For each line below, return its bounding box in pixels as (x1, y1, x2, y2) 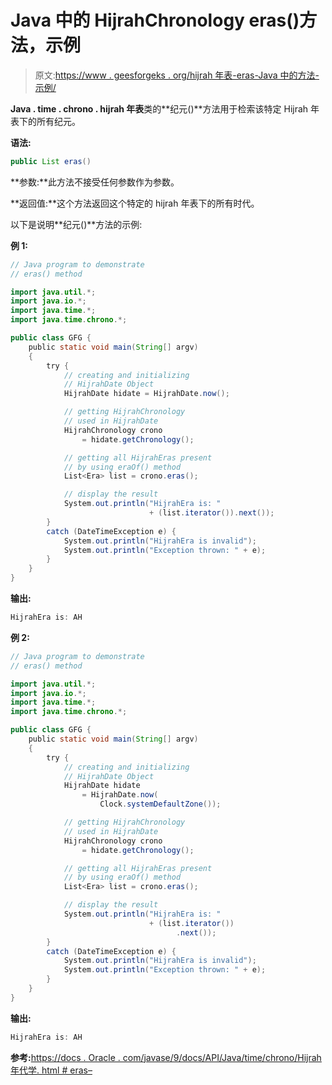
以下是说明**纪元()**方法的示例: (10, 218, 143, 230)
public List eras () (10, 156, 92, 166)
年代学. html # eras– (10, 1064, 93, 1076)
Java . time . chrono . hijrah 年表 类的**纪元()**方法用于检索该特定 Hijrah (10, 102, 309, 115)
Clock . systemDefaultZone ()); (99, 799, 222, 810)
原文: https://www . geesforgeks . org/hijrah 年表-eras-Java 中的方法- (34, 69, 320, 81)
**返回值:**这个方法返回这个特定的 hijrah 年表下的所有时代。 (10, 197, 260, 209)
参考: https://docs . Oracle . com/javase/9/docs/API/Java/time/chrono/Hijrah (10, 1051, 322, 1063)
